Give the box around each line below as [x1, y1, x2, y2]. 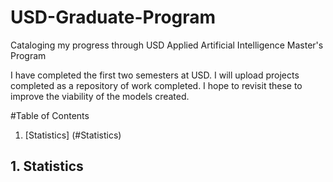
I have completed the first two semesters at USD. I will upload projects [10, 69, 300, 81]
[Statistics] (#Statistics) [24, 129, 122, 141]
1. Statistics [10, 158, 84, 175]
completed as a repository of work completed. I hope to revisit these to [10, 79, 303, 91]
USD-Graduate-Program [10, 6, 217, 29]
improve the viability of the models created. [10, 90, 190, 102]
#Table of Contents [10, 109, 90, 121]
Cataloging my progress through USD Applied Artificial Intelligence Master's [10, 39, 324, 51]
